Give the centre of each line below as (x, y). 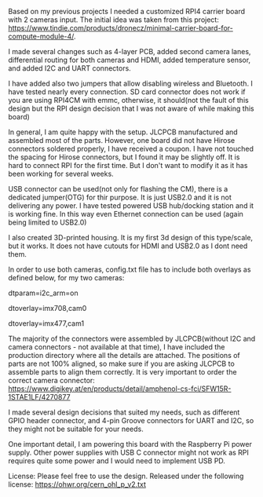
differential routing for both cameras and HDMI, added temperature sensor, (130, 60)
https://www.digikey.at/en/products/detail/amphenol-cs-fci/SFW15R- (120, 389)
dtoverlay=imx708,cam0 (47, 308)
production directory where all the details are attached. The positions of (124, 355)
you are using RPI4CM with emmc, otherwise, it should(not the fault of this (128, 100)
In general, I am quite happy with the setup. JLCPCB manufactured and (123, 132)
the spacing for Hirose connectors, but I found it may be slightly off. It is (124, 157)
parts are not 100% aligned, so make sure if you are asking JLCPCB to (122, 364)
